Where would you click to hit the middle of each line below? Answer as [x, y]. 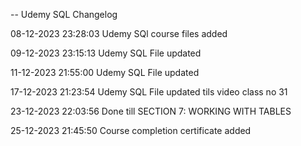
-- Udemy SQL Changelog [64, 14]
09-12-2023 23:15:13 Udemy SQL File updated [106, 53]
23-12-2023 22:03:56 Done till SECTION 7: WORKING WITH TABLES [151, 111]
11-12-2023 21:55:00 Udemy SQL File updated [105, 72]
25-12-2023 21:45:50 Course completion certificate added [131, 130]
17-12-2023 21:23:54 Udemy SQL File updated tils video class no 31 [149, 92]
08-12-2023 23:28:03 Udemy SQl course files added [119, 33]
